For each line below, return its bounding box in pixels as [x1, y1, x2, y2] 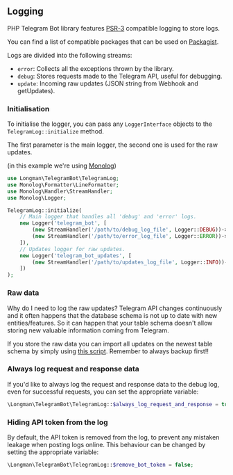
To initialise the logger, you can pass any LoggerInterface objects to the [7, 120, 213, 128]
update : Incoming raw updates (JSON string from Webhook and [17, 79, 199, 88]
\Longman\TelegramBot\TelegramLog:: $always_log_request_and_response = [7, 401, 218, 408]
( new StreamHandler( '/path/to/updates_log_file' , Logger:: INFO [32, 259, 218, 266]
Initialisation [7, 104, 50, 113]
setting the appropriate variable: [7, 448, 99, 456]
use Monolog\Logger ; [7, 194, 67, 201]
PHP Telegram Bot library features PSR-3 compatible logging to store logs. [7, 24, 221, 32]
